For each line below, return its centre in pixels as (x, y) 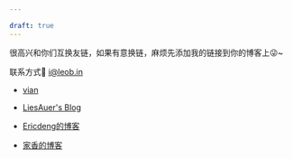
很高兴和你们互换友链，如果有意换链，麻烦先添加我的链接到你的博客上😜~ (146, 52)
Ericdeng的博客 (51, 126)
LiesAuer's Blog (52, 107)
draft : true (32, 25)
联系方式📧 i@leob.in (46, 71)
